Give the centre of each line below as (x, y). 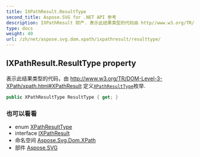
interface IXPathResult (42, 133)
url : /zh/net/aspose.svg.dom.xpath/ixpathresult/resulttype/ (84, 39)
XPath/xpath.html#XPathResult (44, 86)
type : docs (20, 28)
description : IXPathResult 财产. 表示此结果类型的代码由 (72, 23)
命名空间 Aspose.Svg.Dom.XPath (55, 140)
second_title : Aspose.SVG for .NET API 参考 (61, 17)
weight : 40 (20, 34)
